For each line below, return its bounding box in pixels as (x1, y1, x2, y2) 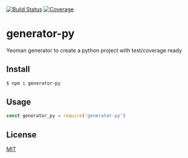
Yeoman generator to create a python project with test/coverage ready (6, 46, 183, 54)
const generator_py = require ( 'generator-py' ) (6, 113, 126, 119)
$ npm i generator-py (6, 80, 61, 86)
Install (6, 64, 30, 75)
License (6, 130, 37, 140)
